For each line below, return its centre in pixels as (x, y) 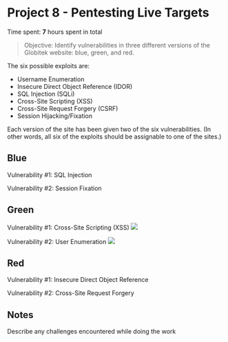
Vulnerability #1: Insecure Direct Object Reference (78, 280)
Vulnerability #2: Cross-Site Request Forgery (71, 293)
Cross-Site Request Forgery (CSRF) (68, 108)
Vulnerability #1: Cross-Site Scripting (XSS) (68, 227)
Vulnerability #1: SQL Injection (50, 174)
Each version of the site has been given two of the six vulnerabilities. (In (109, 129)
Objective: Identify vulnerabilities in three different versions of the (117, 45)
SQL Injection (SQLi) (46, 94)
